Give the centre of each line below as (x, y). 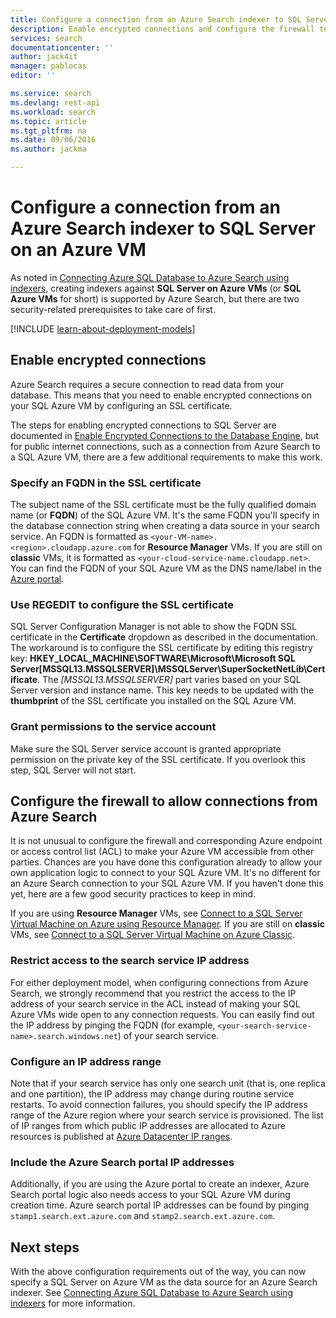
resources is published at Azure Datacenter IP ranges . (121, 1137)
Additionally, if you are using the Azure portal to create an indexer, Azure (160, 1184)
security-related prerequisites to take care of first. (113, 309)
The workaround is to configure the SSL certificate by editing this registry (161, 648)
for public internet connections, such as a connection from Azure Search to (165, 446)
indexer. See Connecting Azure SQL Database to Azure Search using (152, 1293)
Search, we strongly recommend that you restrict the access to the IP (153, 993)
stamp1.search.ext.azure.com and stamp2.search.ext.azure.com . (143, 1216)
